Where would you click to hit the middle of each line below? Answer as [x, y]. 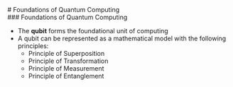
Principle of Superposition [66, 53]
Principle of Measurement [66, 68]
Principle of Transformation [68, 61]
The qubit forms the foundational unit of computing [93, 31]
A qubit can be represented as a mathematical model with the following [122, 38]
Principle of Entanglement [66, 76]
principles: [33, 46]
